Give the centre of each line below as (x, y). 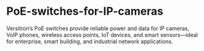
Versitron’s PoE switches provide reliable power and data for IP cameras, (98, 28)
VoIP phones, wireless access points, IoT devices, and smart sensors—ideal (102, 34)
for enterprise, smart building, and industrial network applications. (90, 41)
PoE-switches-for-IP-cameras (85, 11)
